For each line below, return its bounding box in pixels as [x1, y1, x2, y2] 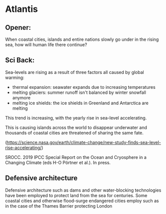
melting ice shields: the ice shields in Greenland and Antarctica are [12, 100, 149, 106]
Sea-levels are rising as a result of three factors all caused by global [5, 69, 144, 75]
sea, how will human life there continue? [5, 42, 88, 48]
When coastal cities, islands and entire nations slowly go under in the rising [5, 36, 159, 42]
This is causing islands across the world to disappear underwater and [5, 124, 147, 130]
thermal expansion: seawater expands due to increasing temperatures [12, 84, 156, 90]
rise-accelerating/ [5, 144, 42, 150]
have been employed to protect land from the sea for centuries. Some [5, 192, 148, 198]
